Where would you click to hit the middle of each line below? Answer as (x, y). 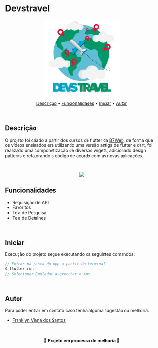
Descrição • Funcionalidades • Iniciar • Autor (82, 103)
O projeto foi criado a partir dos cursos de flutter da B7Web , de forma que (79, 140)
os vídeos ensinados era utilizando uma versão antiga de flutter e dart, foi (79, 145)
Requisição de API (30, 202)
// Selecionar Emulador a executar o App (48, 274)
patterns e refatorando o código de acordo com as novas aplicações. (74, 155)
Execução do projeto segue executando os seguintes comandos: (70, 254)
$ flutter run (19, 269)
